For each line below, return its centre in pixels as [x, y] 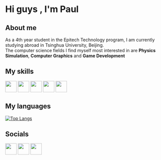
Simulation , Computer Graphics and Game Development [65, 56]
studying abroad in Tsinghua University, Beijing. [55, 45]
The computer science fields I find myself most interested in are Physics [80, 50]
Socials [17, 134]
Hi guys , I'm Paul [42, 9]
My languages [28, 106]
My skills [20, 71]
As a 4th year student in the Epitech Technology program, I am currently [80, 40]
